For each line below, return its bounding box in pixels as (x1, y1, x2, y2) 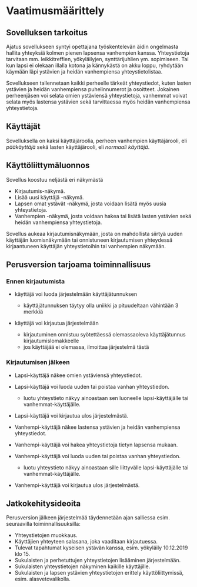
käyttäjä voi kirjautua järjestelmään (14, 319, 99, 327)
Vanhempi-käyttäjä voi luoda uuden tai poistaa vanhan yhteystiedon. (14, 452, 181, 459)
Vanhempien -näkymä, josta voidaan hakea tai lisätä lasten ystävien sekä (14, 212, 192, 219)
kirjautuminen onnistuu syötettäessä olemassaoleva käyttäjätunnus (23, 331, 186, 338)
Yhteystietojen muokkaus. (14, 532, 78, 539)
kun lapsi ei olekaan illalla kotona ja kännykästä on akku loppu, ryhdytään (6, 62, 183, 69)
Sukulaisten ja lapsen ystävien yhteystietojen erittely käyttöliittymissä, (14, 569, 184, 576)
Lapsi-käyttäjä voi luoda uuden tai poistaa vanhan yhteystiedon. (14, 383, 169, 390)
